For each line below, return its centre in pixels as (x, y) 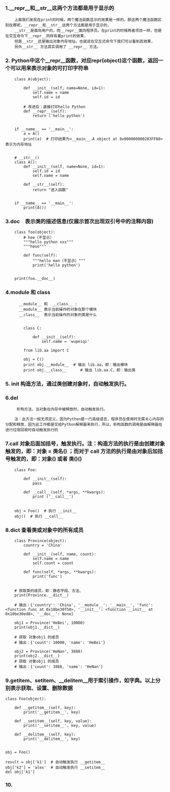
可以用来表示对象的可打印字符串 (49, 68)
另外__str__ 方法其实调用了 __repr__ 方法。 (58, 47)
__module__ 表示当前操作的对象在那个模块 (58, 310)
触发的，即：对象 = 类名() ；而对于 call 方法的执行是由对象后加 (81, 451)
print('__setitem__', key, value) (60, 726)
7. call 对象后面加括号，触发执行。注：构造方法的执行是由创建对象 (85, 444)
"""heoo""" (35, 246)
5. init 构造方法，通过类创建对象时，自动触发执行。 (67, 384)
